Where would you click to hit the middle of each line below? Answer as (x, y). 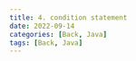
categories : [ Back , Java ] (58, 34)
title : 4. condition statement (68, 17)
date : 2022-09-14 (42, 26)
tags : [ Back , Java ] (46, 43)
